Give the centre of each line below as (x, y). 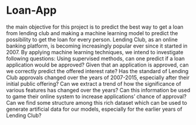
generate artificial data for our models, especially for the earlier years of (94, 109)
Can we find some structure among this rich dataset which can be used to (97, 102)
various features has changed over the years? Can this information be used (98, 90)
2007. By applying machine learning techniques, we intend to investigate (95, 52)
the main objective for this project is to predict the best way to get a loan (95, 27)
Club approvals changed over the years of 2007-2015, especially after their (98, 77)
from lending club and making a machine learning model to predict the (92, 33)
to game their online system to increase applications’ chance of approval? (97, 96)
